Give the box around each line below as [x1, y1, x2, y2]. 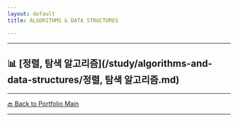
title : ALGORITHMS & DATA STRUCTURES [7, 17, 119, 24]
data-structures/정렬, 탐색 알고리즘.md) [7, 73, 180, 85]
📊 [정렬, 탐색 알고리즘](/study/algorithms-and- [7, 57, 212, 69]
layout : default [7, 10, 55, 18]
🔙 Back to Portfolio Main [7, 99, 79, 108]
